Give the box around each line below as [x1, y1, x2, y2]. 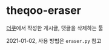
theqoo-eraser [6, 4, 82, 17]
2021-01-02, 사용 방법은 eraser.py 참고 [6, 37, 102, 44]
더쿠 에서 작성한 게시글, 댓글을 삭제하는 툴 [6, 24, 104, 31]
